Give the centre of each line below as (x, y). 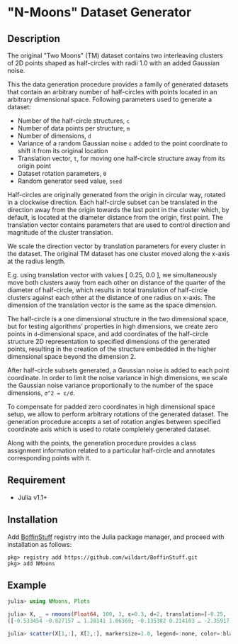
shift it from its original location (63, 151)
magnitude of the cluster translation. (60, 232)
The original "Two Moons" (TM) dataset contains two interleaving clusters (115, 55)
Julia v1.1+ (32, 497)
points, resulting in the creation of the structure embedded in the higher (112, 349)
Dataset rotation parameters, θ (62, 173)
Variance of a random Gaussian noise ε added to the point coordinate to (123, 143)
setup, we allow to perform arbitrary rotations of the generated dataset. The (118, 414)
